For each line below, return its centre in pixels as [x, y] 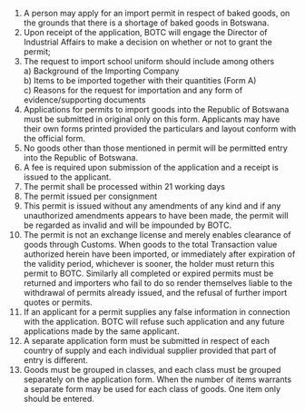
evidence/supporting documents [84, 100]
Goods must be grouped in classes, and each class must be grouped [152, 370]
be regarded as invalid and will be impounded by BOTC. [128, 225]
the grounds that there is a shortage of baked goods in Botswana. [146, 23]
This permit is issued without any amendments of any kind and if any [152, 206]
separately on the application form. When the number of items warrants [157, 379]
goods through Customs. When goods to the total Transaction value [150, 245]
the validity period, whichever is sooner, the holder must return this [149, 264]
